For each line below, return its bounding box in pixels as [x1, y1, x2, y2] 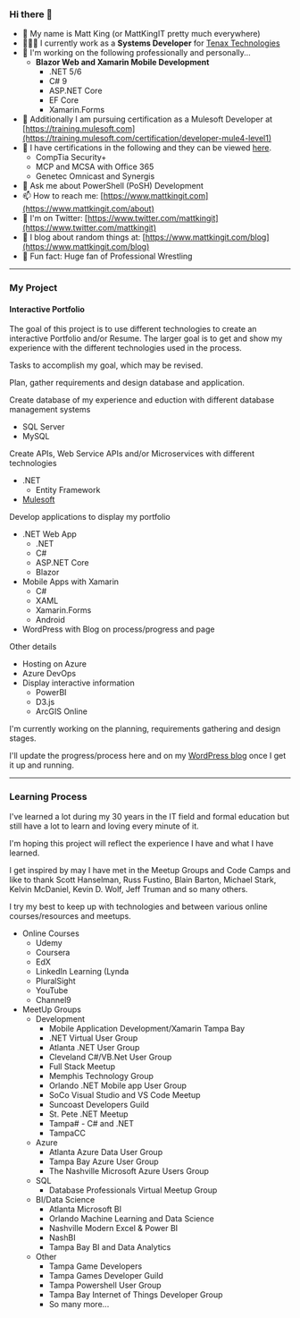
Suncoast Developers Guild [48, 1099, 150, 1110]
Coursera [35, 947, 71, 957]
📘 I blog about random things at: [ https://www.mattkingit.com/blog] [21, 232, 270, 242]
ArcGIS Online [35, 706, 87, 717]
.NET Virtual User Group [48, 1033, 138, 1043]
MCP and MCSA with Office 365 [35, 161, 154, 173]
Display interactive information [21, 677, 136, 688]
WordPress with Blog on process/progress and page [21, 624, 215, 634]
